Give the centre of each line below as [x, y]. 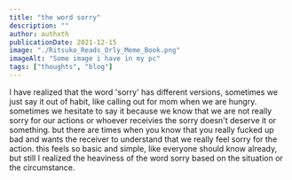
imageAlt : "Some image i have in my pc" [85, 59]
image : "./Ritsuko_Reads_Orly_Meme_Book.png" [95, 51]
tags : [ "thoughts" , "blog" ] [61, 67]
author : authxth [39, 34]
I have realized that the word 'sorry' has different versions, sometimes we [143, 92]
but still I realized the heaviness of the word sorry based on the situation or [146, 158]
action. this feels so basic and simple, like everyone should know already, [143, 148]
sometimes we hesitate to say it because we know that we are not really [141, 111]
